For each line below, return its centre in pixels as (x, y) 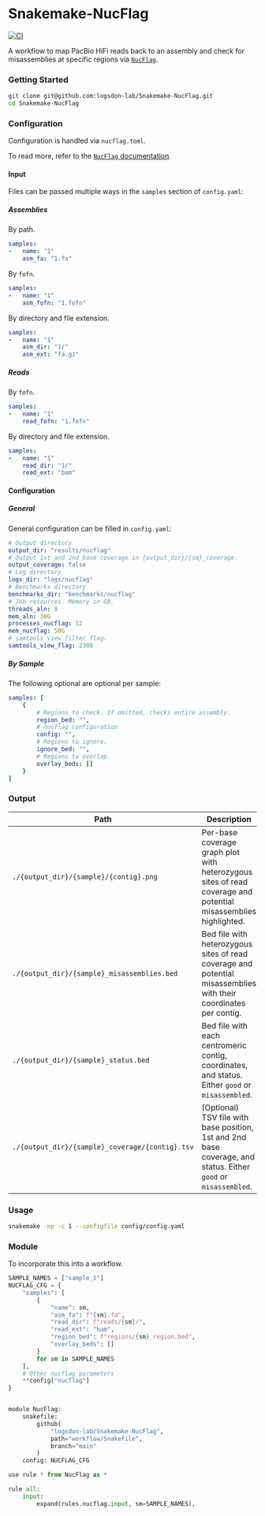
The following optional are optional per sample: (85, 683)
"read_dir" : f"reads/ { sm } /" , (98, 1322)
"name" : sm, (70, 1307)
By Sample (26, 663)
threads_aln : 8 (33, 609)
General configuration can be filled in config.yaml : (90, 528)
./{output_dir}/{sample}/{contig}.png (85, 877)
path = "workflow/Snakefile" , (97, 1439)
